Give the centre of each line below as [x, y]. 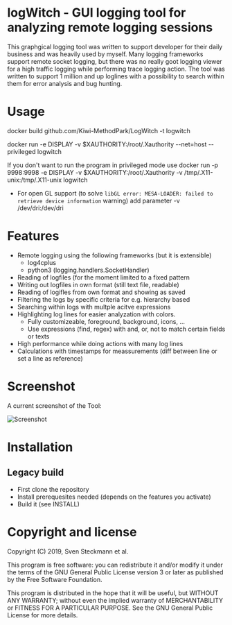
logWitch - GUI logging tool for [97, 13]
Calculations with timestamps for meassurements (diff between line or [117, 351]
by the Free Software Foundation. [55, 579]
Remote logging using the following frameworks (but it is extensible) [114, 255]
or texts [38, 336]
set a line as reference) [50, 358]
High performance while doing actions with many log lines [100, 343]
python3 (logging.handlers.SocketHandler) [89, 270]
